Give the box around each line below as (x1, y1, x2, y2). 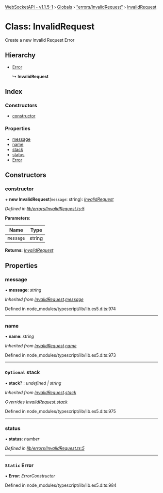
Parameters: (5, 215, 31, 221)
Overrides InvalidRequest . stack (5, 399, 68, 405)
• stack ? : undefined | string (5, 380, 62, 386)
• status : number (5, 436, 40, 442)
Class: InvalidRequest (5, 21, 95, 32)
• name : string (5, 333, 34, 339)
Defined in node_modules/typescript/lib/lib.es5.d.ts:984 (5, 482, 117, 488)
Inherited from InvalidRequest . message (5, 296, 84, 302)
